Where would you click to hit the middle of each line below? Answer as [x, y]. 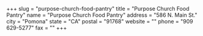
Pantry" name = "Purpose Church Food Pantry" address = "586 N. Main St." [102, 15]
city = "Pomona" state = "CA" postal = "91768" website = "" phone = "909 [100, 21]
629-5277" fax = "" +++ [37, 28]
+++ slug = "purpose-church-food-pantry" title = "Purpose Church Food [98, 9]
